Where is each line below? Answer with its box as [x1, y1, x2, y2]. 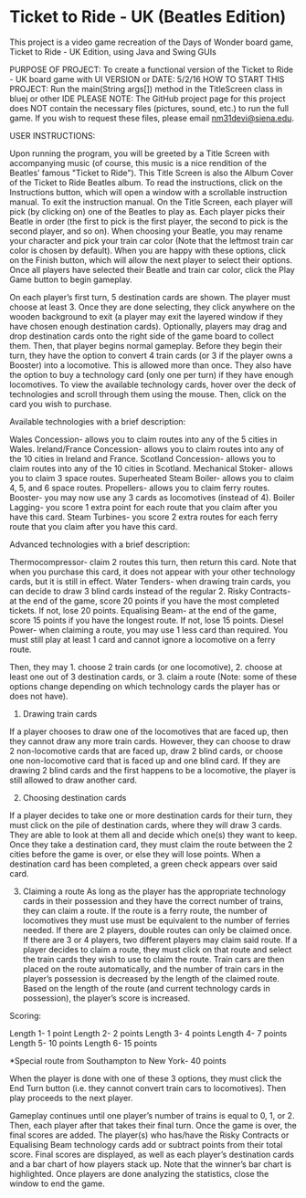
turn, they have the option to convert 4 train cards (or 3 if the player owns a [9, 350, 293, 361]
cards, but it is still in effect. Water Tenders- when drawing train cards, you [9, 575, 290, 586]
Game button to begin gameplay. [9, 274, 132, 285]
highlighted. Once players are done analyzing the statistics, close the [9, 1168, 269, 1179]
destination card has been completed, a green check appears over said [9, 858, 278, 869]
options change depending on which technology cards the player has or [9, 680, 280, 691]
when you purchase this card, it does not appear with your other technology [9, 566, 296, 577]
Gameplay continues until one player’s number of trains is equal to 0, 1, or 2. [9, 1109, 295, 1120]
